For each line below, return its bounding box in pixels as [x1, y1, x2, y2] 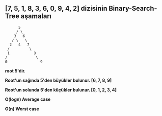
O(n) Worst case [5, 106, 39, 112]
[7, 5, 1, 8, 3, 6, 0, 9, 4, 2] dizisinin [5, 4, 108, 13]
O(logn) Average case [5, 96, 51, 102]
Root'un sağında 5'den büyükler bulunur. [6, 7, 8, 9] [5, 77, 112, 83]
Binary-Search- [108, 4, 157, 13]
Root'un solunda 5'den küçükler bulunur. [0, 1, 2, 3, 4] [5, 87, 117, 93]
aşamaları [20, 12, 52, 21]
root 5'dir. [5, 68, 26, 73]
